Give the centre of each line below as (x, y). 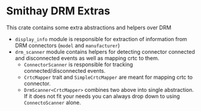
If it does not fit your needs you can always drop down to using (102, 96)
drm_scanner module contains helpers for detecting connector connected (105, 51)
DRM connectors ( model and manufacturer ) (67, 45)
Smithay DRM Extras (58, 11)
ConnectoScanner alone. (52, 102)
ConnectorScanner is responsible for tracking (78, 64)
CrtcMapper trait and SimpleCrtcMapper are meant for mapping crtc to (108, 77)
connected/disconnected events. (65, 70)
